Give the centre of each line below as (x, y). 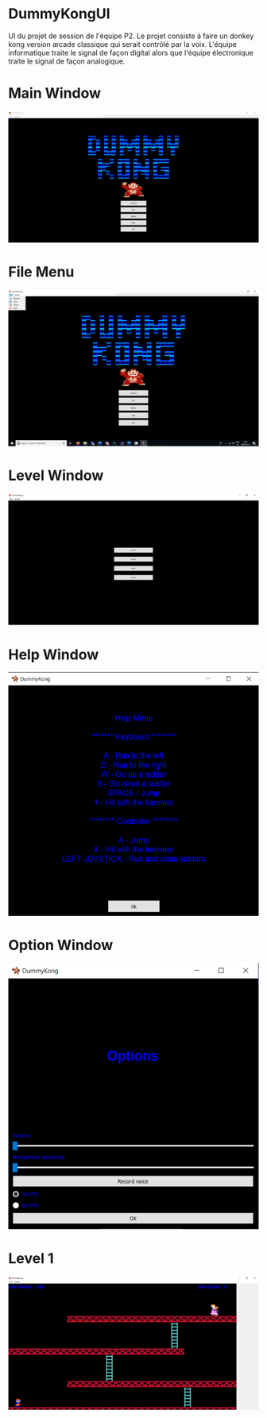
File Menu (41, 272)
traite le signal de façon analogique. (67, 61)
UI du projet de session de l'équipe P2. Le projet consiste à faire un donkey (131, 36)
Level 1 (31, 1258)
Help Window (54, 654)
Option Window (61, 945)
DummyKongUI (59, 14)
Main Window (55, 93)
